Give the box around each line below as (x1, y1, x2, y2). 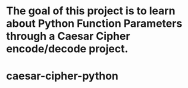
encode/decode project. (6, 42, 129, 56)
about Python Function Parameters (6, 17, 183, 30)
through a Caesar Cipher (6, 30, 130, 43)
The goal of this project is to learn (6, 4, 176, 18)
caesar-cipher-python (6, 70, 119, 83)
